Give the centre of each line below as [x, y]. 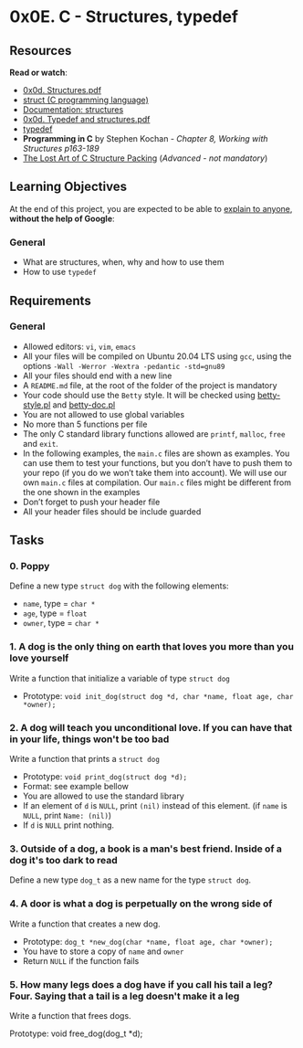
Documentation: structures [73, 110]
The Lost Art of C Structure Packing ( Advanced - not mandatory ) [145, 158]
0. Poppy [30, 566]
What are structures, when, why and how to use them [123, 262]
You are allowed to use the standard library [103, 796]
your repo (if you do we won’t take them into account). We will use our [155, 472]
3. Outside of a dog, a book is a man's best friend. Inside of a [146, 849]
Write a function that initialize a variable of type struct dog [120, 678]
